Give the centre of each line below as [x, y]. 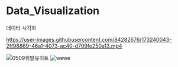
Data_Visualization [53, 11]
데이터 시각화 [21, 28]
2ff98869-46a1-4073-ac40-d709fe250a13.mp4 [64, 46]
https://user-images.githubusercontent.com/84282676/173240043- [89, 39]
